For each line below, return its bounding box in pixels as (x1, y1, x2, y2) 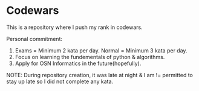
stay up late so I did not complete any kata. (6, 78, 114, 85)
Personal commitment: (6, 35, 62, 42)
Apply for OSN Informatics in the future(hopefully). (15, 60, 142, 67)
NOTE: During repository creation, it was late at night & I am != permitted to (6, 71, 194, 78)
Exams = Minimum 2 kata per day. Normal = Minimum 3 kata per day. (15, 46, 188, 54)
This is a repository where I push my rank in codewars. (6, 24, 143, 31)
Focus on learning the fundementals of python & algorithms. (15, 53, 165, 60)
